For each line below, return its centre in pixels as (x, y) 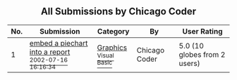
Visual (105, 55)
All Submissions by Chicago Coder (119, 12)
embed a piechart (59, 43)
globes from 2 (202, 54)
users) (189, 63)
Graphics (112, 47)
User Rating (202, 31)
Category (114, 31)
